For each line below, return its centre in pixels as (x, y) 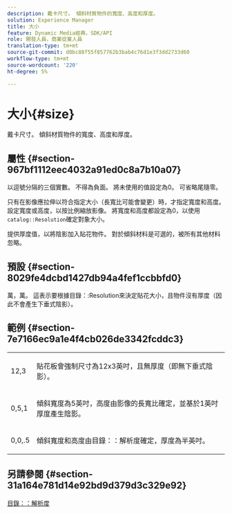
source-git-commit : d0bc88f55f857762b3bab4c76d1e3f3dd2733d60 (98, 53)
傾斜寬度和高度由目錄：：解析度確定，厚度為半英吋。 (123, 441)
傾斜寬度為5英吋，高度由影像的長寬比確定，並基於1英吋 (128, 403)
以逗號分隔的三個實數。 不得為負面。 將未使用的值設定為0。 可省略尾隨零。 (115, 187)
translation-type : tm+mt (43, 46)
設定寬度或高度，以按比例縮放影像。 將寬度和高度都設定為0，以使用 (104, 211)
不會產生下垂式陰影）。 (45, 304)
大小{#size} (41, 114)
